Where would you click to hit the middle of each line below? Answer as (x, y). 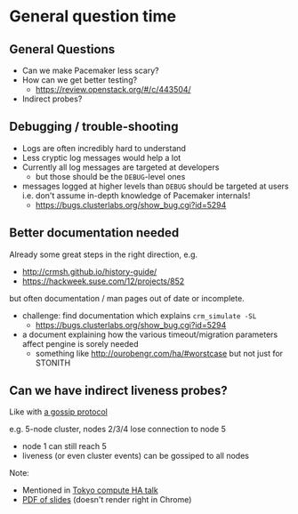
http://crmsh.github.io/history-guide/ (89, 271)
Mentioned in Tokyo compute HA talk (90, 490)
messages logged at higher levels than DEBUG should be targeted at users (155, 186)
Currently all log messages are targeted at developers (121, 167)
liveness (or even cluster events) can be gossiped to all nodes (135, 456)
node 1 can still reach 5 (64, 446)
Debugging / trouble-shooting (94, 127)
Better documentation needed (94, 233)
